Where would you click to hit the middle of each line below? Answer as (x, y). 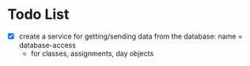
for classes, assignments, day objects (92, 53)
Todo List (38, 15)
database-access (47, 45)
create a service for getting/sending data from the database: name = (131, 36)
